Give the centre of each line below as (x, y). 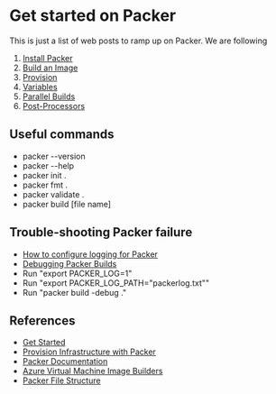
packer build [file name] (66, 204)
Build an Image (50, 68)
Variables (40, 87)
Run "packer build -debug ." (74, 292)
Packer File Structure (61, 380)
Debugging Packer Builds (69, 263)
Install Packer (48, 58)
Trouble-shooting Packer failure (101, 232)
